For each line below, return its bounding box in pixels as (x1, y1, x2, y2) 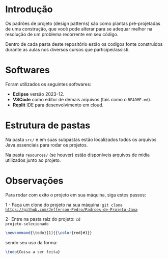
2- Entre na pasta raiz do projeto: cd (5, 216, 80, 222)
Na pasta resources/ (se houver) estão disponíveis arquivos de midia (5, 152, 150, 158)
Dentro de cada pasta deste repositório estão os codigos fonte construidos (5, 41, 163, 47)
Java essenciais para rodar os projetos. (5, 141, 88, 148)
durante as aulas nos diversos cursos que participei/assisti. (5, 46, 130, 52)
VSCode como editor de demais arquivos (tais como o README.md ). (12, 96, 152, 102)
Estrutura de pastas (5, 120, 91, 131)
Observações (5, 175, 64, 186)
